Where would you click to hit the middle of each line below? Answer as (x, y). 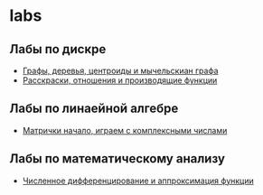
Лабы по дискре (58, 49)
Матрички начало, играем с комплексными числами (125, 130)
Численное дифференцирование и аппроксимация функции (138, 181)
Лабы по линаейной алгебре (94, 109)
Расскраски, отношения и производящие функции (120, 80)
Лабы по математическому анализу (117, 159)
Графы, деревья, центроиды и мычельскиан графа (120, 70)
